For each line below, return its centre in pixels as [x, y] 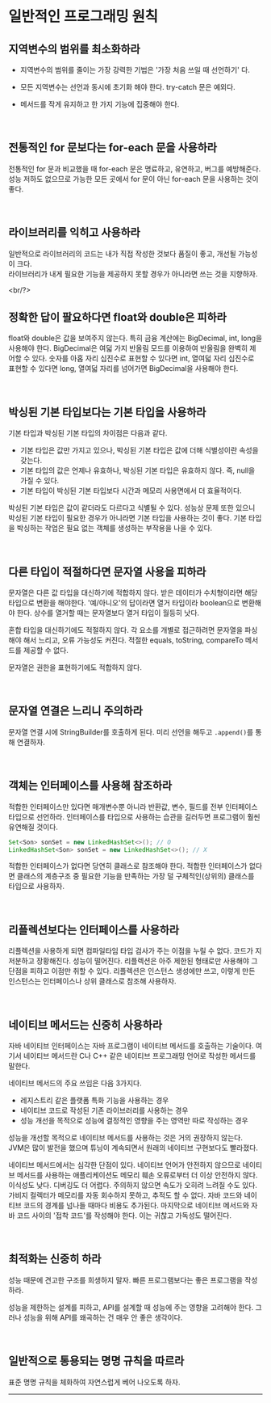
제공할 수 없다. [46, 651]
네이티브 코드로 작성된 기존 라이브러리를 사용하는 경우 [104, 1110]
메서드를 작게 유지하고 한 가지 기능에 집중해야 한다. [100, 104]
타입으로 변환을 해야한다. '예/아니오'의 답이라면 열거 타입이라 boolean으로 [124, 603]
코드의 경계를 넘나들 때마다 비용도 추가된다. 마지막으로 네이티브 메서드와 [136, 1206]
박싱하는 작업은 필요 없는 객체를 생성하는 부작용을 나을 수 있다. [115, 528]
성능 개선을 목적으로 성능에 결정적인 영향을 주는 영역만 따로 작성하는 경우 [134, 1121]
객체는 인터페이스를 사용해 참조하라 [90, 786]
